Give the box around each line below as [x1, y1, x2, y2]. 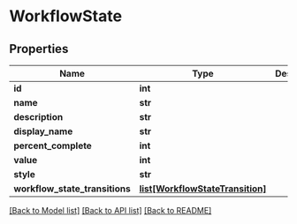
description [13, 111, 64, 123]
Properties [9, 41, 69, 56]
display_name [13, 125, 73, 138]
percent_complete [13, 139, 93, 152]
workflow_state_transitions [13, 183, 131, 195]
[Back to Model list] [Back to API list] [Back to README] [9, 205, 212, 215]
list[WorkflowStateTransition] [139, 183, 267, 195]
